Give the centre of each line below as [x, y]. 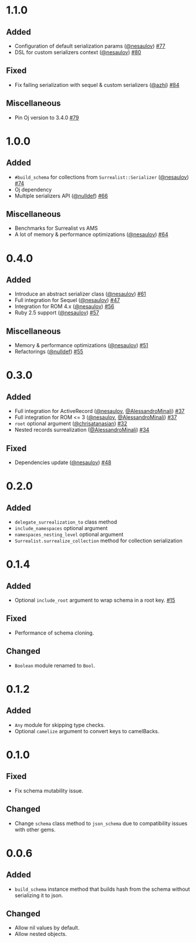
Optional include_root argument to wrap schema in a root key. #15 [95, 600]
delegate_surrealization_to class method [66, 522]
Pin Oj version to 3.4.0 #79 [47, 118]
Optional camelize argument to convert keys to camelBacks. [87, 731]
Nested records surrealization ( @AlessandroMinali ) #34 [82, 430]
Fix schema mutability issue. [49, 790]
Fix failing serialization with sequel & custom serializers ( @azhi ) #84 [97, 85]
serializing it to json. [39, 895]
